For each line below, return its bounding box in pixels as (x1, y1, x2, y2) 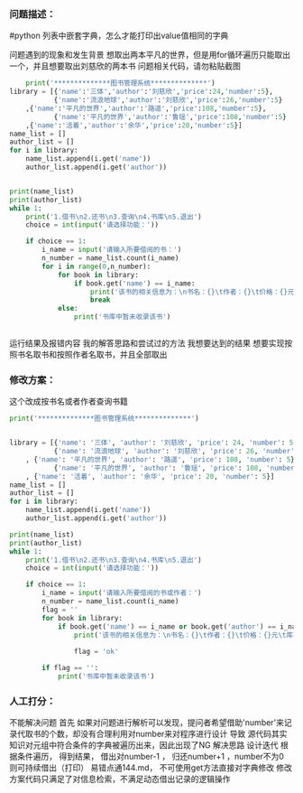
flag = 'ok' (73, 648, 119, 657)
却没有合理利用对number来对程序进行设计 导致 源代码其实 (71, 729, 288, 740)
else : (57, 304, 78, 313)
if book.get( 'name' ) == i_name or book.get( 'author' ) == (57, 621, 277, 631)
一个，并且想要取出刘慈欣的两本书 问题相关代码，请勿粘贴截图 (9, 61, 241, 71)
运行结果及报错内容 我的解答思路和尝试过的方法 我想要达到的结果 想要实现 (9, 338, 285, 349)
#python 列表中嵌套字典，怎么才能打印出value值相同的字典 (9, 30, 229, 42)
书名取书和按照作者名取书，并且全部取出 (16, 350, 168, 360)
